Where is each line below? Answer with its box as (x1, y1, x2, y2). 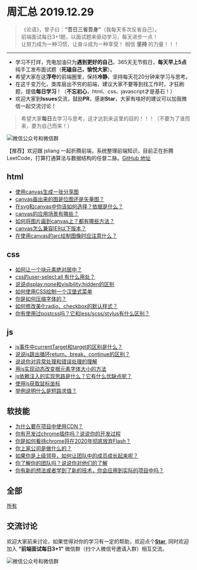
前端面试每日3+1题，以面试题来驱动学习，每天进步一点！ (20, 33, 158, 40)
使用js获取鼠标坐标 (15, 380, 61, 387)
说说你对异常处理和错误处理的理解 (15, 358, 98, 365)
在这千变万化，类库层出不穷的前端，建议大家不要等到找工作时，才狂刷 (15, 80, 185, 87)
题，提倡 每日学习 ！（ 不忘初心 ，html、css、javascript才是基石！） (15, 87, 176, 94)
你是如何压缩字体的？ (15, 295, 67, 302)
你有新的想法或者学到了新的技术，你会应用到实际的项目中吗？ (15, 467, 164, 474)
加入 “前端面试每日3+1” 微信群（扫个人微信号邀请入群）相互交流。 (6, 545, 168, 552)
